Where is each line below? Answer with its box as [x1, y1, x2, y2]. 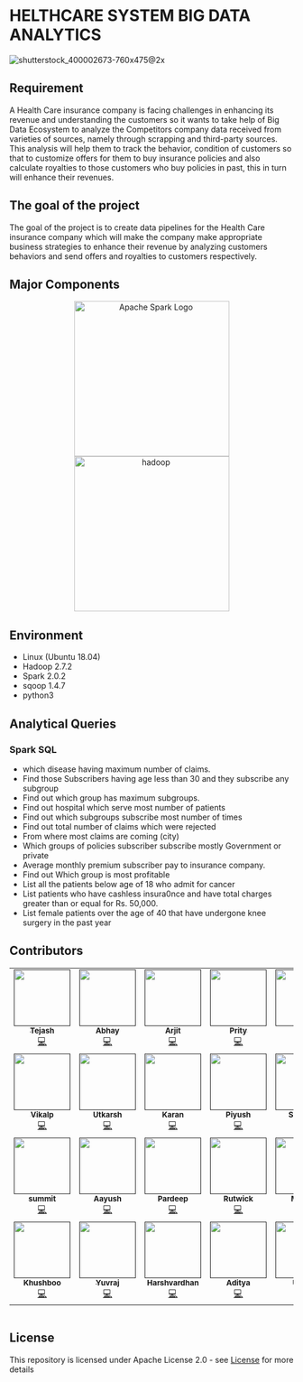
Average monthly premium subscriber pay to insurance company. [22, 859, 266, 870]
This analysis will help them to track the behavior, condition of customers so [9, 143, 292, 153]
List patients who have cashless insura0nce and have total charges [22, 888, 272, 899]
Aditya [225, 1277, 251, 1287]
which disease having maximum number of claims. [22, 764, 211, 774]
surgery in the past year [22, 917, 112, 928]
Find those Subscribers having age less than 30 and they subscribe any [22, 773, 289, 784]
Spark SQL [9, 743, 57, 756]
